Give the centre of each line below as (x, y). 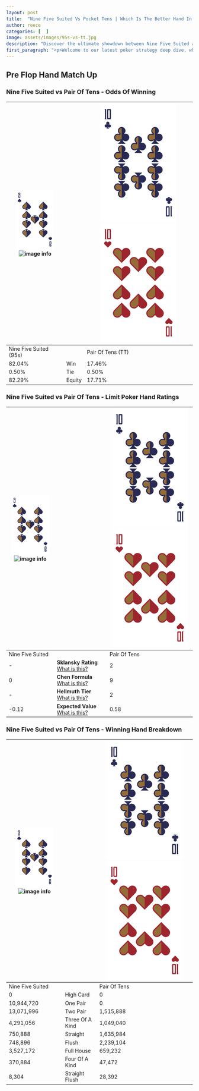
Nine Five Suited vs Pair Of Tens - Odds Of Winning (81, 92)
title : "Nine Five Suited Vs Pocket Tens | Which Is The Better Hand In (99, 19)
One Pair (76, 1003)
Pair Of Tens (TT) (108, 352)
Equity (74, 380)
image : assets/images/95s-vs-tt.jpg (51, 38)
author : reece (24, 25)
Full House (78, 1051)
